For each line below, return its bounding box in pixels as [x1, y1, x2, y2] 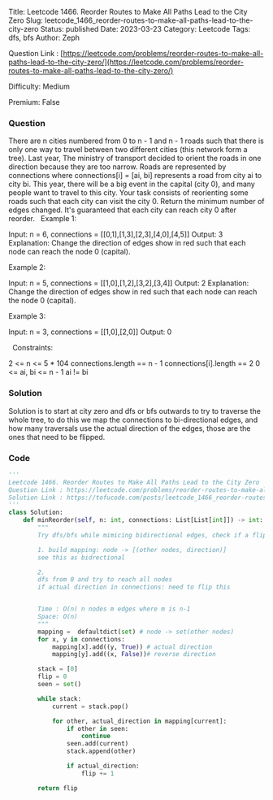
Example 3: [8, 311, 46, 321]
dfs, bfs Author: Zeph [8, 33, 80, 42]
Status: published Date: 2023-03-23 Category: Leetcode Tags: [40, 24, 251, 33]
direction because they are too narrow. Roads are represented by [8, 162, 227, 172]
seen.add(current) [66, 740, 129, 748]
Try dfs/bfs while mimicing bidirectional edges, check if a [37, 531, 249, 539]
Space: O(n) [37, 613, 79, 621]
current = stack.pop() [51, 702, 129, 711]
